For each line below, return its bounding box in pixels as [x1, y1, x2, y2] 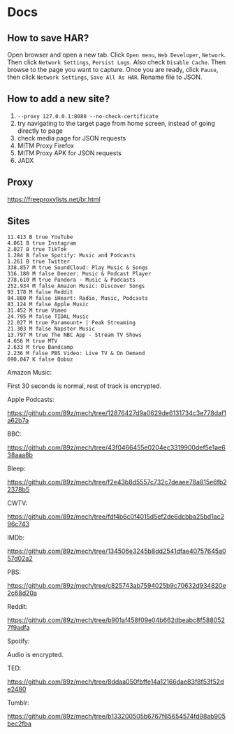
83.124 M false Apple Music [7, 301, 89, 308]
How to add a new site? [7, 93, 110, 105]
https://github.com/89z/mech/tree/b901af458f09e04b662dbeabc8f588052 [7, 616, 225, 624]
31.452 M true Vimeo [7, 307, 68, 315]
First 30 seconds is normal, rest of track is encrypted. [7, 382, 162, 390]
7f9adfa [7, 624, 30, 632]
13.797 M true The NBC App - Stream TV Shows [7, 331, 142, 339]
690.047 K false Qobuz [7, 356, 73, 364]
